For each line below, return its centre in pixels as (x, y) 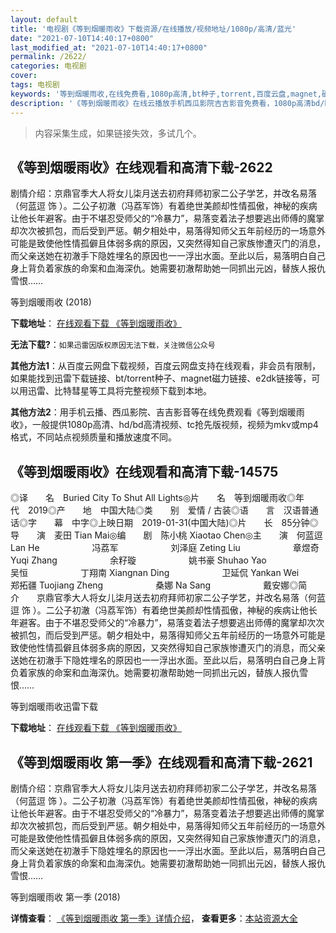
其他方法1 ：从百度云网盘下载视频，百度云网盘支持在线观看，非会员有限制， (166, 366)
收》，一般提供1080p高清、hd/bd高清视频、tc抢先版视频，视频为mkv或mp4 (164, 425)
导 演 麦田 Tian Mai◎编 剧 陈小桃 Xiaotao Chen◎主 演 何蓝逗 (166, 535)
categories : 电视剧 (48, 66)
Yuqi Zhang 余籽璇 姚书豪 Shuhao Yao (138, 560)
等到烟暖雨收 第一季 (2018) (65, 897)
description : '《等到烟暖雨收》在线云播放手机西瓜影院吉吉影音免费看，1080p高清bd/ (167, 103)
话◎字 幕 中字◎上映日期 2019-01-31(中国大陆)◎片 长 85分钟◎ (164, 523)
